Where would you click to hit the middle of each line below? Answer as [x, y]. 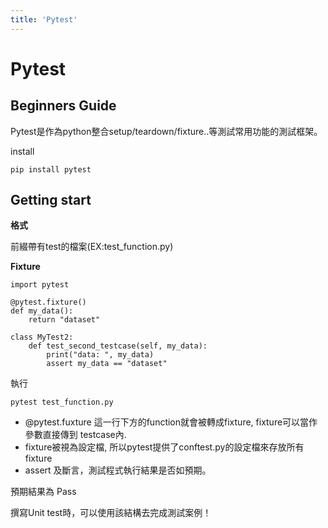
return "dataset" [64, 320]
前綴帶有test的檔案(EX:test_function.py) [92, 247]
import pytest [40, 285]
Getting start [51, 200]
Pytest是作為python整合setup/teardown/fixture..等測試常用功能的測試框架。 [166, 131]
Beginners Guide [63, 106]
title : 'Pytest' [44, 19]
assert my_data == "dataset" [107, 364]
